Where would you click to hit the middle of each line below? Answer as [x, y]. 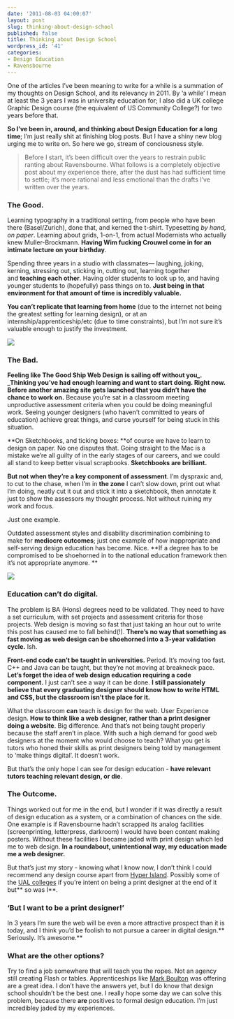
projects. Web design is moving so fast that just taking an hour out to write [114, 624]
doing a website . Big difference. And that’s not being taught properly [107, 725]
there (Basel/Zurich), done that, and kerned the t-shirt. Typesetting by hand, [117, 227]
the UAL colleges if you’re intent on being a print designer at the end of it [112, 882]
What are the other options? [56, 956]
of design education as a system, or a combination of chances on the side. [115, 816]
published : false [32, 33]
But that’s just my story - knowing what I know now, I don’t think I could [109, 867]
